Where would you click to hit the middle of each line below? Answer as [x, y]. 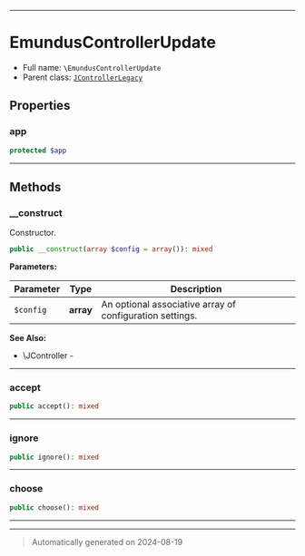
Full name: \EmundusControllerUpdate [92, 67]
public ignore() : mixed [54, 457]
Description [196, 289]
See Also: [28, 338]
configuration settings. [149, 316]
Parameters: [33, 267]
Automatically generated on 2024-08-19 [107, 541]
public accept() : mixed [54, 406]
